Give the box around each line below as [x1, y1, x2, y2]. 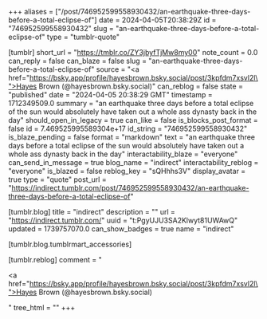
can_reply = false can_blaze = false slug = [8, 56, 147, 65]
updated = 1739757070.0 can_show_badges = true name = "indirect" [8, 224, 234, 234]
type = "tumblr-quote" [46, 32, 120, 41]
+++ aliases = [8, 7, 54, 16]
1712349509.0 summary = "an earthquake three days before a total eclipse [8, 99, 254, 108]
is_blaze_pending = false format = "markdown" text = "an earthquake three [8, 132, 256, 142]
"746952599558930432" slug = [8, 24, 114, 33]
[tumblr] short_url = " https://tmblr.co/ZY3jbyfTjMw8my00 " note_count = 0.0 [8, 48, 258, 57]
